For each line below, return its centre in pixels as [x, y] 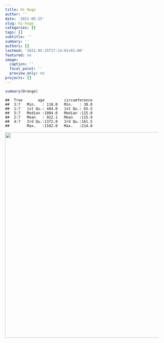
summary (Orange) [21, 91]
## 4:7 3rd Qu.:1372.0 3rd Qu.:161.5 [49, 121]
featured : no [18, 55]
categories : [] [20, 28]
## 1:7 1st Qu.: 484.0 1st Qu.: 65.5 [49, 109]
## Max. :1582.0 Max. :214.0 [49, 126]
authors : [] [17, 46]
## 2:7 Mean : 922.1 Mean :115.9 [49, 117]
